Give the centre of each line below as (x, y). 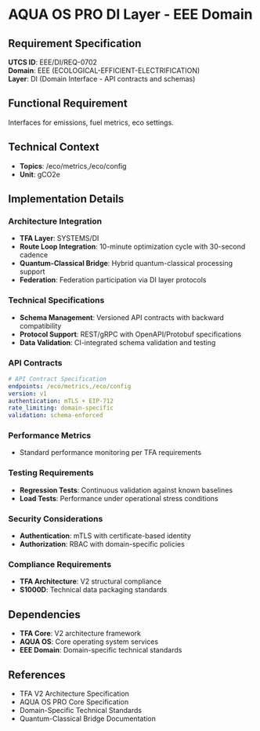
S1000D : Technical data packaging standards (93, 590)
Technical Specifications (56, 300)
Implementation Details (66, 199)
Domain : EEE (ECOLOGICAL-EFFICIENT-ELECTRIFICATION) (104, 71)
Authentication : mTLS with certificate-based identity (105, 536)
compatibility (40, 325)
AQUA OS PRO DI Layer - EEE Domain (130, 15)
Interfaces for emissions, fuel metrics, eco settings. (91, 122)
